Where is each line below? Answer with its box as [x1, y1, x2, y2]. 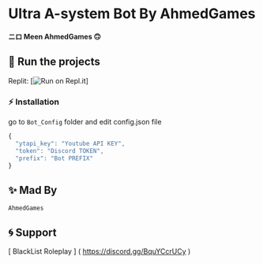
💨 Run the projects [8, 55, 100, 69]
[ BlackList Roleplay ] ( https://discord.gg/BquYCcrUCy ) [8, 247, 191, 256]
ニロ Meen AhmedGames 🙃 [8, 32, 101, 41]
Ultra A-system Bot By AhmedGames [8, 5, 256, 23]
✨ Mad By [8, 183, 58, 197]
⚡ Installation [8, 96, 60, 107]
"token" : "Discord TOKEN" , [15, 147, 104, 154]
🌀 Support [8, 225, 57, 239]
